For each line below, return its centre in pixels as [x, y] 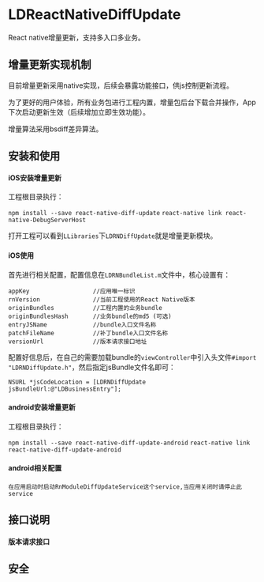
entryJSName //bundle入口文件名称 [82, 325]
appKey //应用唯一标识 [72, 291]
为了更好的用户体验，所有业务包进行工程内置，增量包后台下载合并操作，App [132, 102]
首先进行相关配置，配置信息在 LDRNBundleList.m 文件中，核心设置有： [119, 274]
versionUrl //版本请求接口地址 [78, 342]
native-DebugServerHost [47, 220]
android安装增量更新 [42, 407]
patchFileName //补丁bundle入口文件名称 [88, 333]
